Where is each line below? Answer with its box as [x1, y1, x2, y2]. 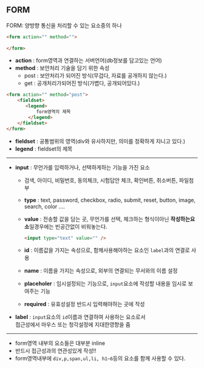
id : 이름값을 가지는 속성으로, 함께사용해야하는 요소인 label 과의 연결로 [24, 247, 190, 254]
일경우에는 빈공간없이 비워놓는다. [29, 223, 107, 230]
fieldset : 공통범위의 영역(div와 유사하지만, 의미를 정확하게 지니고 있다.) [15, 137, 186, 145]
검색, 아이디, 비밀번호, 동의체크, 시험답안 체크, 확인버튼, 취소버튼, [24, 176, 178, 184]
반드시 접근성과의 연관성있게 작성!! [15, 347, 97, 355]
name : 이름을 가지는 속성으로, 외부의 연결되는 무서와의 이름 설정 [24, 267, 178, 274]
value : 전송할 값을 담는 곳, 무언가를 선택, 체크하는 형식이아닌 [24, 215, 169, 222]
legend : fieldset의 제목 [15, 145, 73, 152]
